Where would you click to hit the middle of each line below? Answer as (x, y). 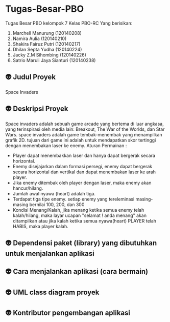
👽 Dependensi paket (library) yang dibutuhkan (81, 243)
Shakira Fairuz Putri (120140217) (46, 44)
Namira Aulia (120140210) (40, 38)
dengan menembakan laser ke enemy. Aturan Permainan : (66, 145)
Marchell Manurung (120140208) (47, 33)
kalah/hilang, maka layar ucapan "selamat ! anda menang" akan (80, 215)
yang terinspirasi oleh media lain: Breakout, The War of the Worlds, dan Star (85, 129)
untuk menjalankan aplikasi (50, 254)
